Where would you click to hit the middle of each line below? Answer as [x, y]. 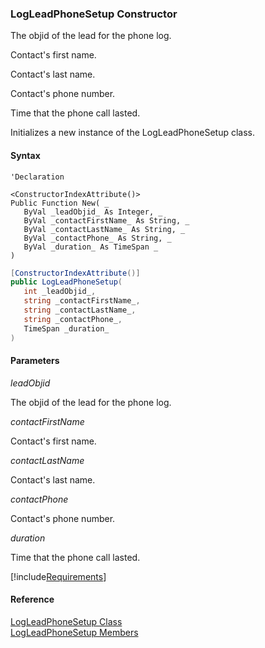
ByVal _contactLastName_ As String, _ [104, 229]
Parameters [35, 361]
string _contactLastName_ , [80, 310]
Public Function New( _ [60, 203]
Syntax [25, 155]
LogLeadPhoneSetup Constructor [94, 14]
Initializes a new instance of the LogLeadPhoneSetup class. [132, 133]
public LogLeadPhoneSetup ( [66, 282]
